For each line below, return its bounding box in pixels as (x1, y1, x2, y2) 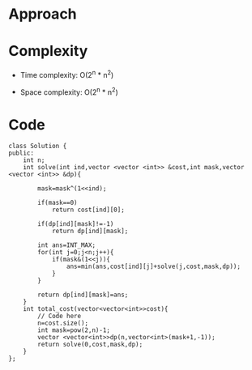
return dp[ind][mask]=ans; (37, 291, 129, 300)
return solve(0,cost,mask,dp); (37, 341, 143, 349)
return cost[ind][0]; (51, 206, 126, 215)
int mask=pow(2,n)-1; (37, 326, 111, 334)
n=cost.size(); (37, 319, 89, 328)
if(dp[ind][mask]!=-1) (37, 220, 114, 228)
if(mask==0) (37, 199, 79, 207)
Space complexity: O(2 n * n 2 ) (19, 86, 119, 97)
